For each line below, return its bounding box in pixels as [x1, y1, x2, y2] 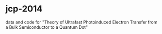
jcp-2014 [5, 3, 43, 14]
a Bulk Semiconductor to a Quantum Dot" [5, 24, 88, 30]
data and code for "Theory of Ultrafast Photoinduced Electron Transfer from [5, 19, 158, 25]
